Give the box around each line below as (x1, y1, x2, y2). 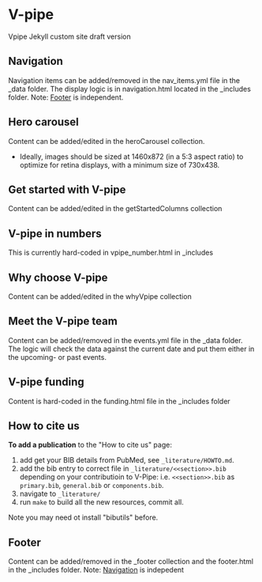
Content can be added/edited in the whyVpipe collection (8, 292, 192, 301)
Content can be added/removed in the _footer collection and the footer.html (8, 557, 254, 566)
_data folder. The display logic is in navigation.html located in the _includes (8, 84, 251, 93)
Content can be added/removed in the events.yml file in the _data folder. (8, 335, 243, 345)
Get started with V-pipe (8, 183, 126, 196)
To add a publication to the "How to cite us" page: (8, 440, 172, 450)
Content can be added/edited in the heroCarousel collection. (8, 136, 205, 145)
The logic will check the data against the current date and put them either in (8, 344, 255, 353)
